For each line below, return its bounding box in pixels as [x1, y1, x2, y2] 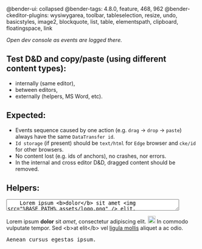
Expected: [6, 110, 46, 121]
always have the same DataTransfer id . [15, 133, 115, 140]
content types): [6, 63, 67, 74]
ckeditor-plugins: [6, 12, 49, 19]
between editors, [15, 86, 58, 93]
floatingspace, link [6, 24, 53, 32]
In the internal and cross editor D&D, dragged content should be [15, 158, 176, 166]
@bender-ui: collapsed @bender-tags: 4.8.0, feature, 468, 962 [6, 5, 164, 12]
